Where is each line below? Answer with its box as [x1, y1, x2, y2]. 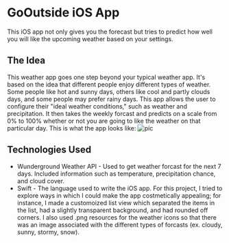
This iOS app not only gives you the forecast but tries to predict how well [7, 27, 213, 36]
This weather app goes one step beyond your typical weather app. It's [7, 73, 206, 81]
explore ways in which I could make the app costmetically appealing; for [16, 191, 221, 200]
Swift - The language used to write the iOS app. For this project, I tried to [16, 184, 223, 192]
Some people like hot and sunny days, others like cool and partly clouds [7, 87, 210, 95]
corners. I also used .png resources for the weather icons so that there [16, 213, 217, 221]
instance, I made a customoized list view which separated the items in [16, 198, 215, 207]
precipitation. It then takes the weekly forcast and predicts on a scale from [7, 109, 217, 117]
